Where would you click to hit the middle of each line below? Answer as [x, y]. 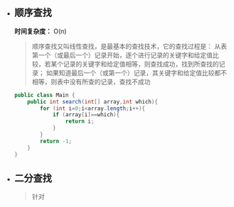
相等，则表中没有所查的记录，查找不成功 [91, 82]
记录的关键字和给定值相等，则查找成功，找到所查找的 [141, 64]
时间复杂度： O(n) [40, 31]
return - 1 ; [56, 141]
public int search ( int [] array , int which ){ [93, 101]
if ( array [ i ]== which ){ [86, 115]
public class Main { [44, 95]
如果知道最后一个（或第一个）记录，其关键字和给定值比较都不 [137, 72]
